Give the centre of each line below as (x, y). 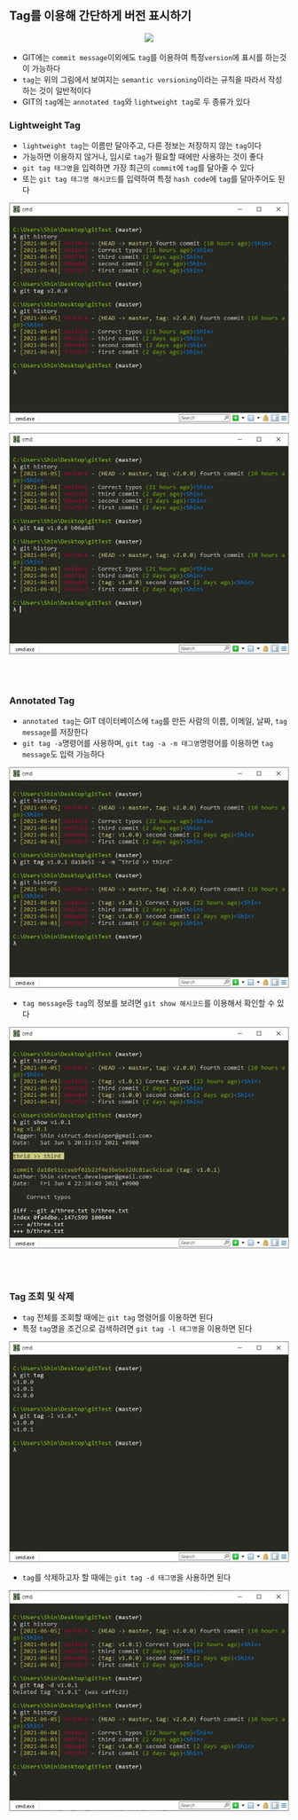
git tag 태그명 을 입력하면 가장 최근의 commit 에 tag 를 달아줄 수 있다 (138, 168)
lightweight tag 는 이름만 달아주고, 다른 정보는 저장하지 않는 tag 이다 (141, 145)
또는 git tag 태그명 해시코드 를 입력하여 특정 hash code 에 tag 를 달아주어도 (149, 179)
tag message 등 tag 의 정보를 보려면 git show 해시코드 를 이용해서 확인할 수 (148, 1003)
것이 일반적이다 (65, 90)
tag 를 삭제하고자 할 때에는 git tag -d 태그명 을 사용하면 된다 (126, 1578)
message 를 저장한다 (55, 732)
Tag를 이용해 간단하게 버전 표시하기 (101, 16)
